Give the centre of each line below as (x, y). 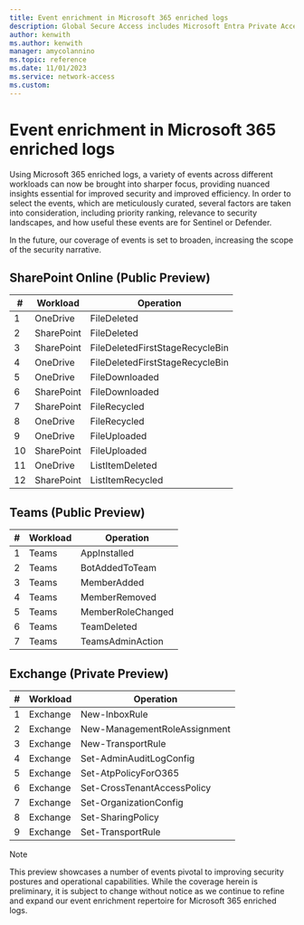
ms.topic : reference (48, 60)
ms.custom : (30, 85)
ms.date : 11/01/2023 (48, 69)
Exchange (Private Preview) (89, 674)
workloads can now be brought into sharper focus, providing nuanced (140, 184)
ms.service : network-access (62, 77)
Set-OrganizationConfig (132, 802)
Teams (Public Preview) (77, 512)
